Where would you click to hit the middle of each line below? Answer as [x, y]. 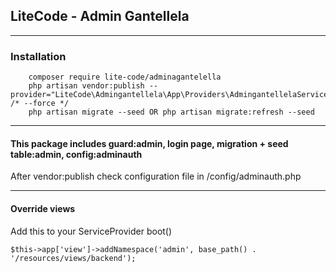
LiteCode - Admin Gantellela [100, 16]
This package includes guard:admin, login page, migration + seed [149, 143]
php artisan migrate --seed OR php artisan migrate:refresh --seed [171, 112]
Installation [38, 56]
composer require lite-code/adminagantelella [125, 77]
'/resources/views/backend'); [73, 258]
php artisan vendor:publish [86, 86]
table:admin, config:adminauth [76, 154]
